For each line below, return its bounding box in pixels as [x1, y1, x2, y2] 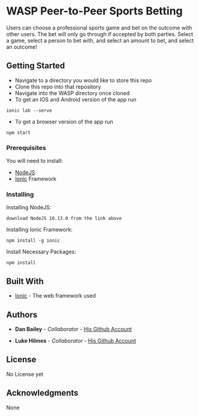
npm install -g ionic [6, 237, 61, 244]
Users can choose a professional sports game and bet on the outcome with [6, 24, 192, 31]
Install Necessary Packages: [6, 248, 76, 255]
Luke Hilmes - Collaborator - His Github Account [14, 337, 137, 344]
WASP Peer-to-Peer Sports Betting [6, 4, 183, 18]
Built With [6, 276, 44, 286]
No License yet [6, 370, 44, 378]
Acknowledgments [6, 388, 79, 398]
